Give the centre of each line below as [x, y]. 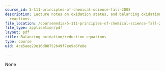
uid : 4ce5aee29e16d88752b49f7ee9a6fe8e [46, 46]
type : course [18, 42]
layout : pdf [17, 32]
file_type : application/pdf [34, 28]
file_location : [21, 23]
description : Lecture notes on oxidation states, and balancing [72, 14]
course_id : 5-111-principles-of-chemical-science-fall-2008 [68, 10]
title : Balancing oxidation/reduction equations [56, 37]
